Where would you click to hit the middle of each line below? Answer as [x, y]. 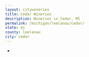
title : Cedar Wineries [28, 14]
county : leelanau [23, 32]
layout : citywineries [27, 9]
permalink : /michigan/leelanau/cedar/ [45, 23]
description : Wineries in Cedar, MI [43, 19]
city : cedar [17, 37]
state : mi [15, 28]
